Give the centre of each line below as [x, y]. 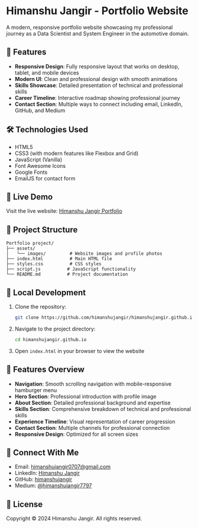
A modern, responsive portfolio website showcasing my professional [90, 27]
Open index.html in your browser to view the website [79, 351]
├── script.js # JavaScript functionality [71, 269]
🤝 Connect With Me [43, 453]
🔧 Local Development [46, 292]
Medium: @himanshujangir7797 [53, 485]
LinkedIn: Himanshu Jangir [47, 473]
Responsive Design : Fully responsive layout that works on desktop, [97, 66]
